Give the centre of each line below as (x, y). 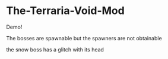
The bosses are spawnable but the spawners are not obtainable (84, 38)
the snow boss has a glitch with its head (55, 49)
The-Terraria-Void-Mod (65, 11)
